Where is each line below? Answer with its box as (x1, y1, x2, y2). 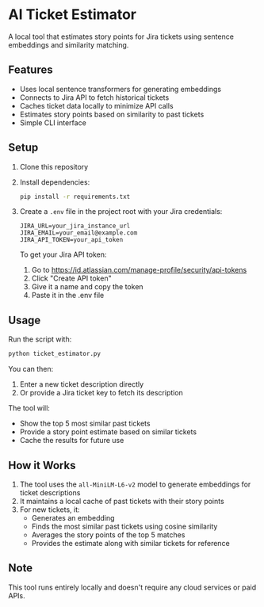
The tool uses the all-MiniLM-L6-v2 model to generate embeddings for (19, 479, 251, 489)
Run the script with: (8, 334, 72, 344)
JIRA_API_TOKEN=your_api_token (19, 236, 124, 244)
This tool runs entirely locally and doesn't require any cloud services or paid (8, 582, 257, 592)
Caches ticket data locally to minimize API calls (19, 101, 174, 110)
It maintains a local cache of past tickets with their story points (19, 496, 224, 506)
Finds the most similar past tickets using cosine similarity (31, 521, 218, 531)
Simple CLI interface (19, 117, 87, 128)
